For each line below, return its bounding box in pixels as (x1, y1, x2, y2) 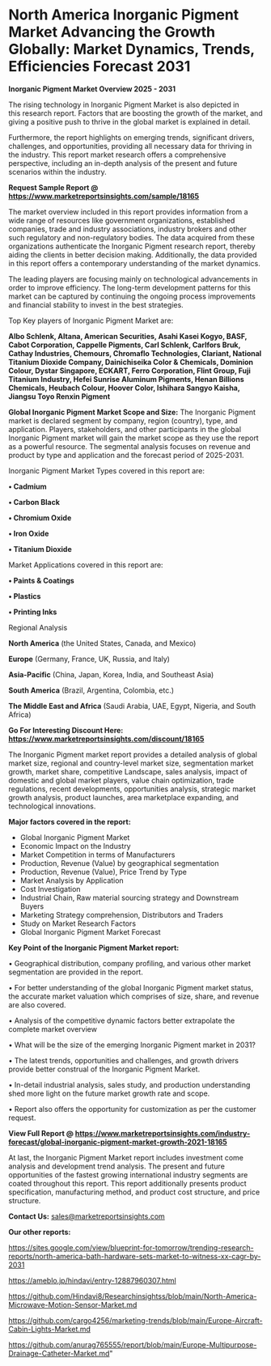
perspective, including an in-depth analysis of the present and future (8, 158, 238, 168)
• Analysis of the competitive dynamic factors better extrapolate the (8, 1016, 235, 1025)
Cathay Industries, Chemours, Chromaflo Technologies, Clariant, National (8, 348, 262, 358)
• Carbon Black (8, 497, 61, 507)
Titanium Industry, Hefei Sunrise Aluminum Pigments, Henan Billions (8, 374, 244, 384)
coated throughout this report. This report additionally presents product (8, 1178, 247, 1188)
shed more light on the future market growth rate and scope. (8, 1088, 210, 1098)
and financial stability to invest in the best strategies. (8, 299, 184, 309)
